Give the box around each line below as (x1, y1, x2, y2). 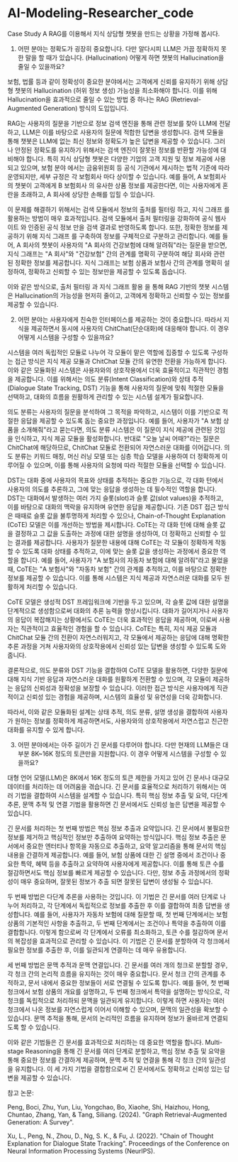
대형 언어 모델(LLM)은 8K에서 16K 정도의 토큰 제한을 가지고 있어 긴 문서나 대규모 (7, 773, 230, 782)
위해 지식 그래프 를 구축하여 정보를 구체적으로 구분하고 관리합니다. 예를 (25, 232, 221, 240)
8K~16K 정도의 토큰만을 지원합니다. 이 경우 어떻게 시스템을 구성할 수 (30, 749, 220, 758)
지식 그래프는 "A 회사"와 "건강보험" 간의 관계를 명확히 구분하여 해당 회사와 (7, 249, 212, 258)
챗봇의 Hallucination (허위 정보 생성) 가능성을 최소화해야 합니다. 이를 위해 (14, 86, 217, 94)
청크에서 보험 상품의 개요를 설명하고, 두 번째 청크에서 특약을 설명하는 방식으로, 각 (7, 987, 230, 996)
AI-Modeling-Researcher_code (7, 5, 194, 21)
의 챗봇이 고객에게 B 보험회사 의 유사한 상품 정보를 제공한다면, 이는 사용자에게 (7, 181, 221, 190)
